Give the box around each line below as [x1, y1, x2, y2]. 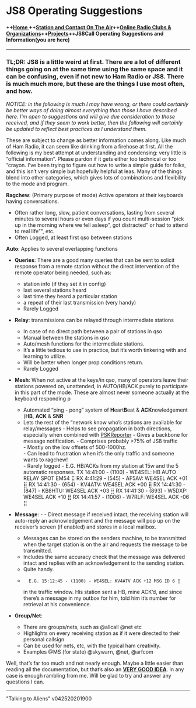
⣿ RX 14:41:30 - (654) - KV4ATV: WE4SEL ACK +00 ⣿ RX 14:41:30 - [23, 481, 185, 488]
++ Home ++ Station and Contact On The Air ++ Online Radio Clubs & [6, 23, 171, 30]
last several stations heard [23, 286, 87, 293]
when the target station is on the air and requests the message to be [23, 541, 188, 548]
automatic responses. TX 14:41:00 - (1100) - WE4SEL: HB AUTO [23, 468, 176, 475]
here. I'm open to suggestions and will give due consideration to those [6, 113, 176, 120]
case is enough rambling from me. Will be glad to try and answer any [6, 672, 171, 679]
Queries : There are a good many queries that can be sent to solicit [14, 256, 175, 264]
